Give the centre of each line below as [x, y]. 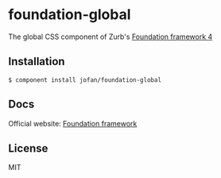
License [28, 148]
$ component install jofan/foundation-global [85, 80]
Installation [37, 62]
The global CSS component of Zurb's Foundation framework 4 [111, 37]
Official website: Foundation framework [73, 123]
